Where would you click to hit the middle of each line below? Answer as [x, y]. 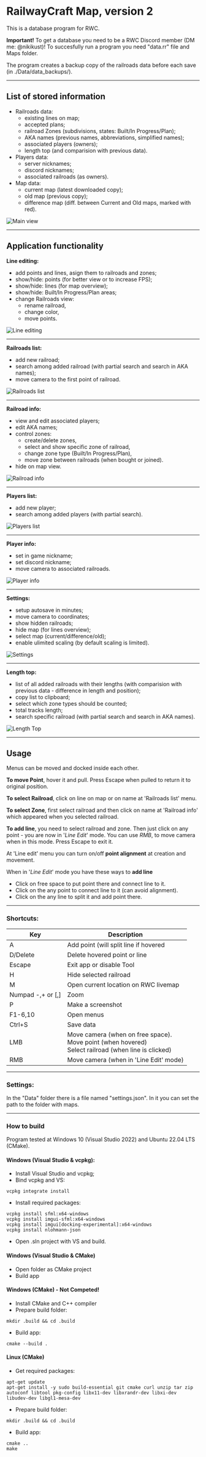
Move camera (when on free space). [120, 1034]
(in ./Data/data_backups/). [39, 71]
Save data [82, 1024]
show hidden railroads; [44, 623]
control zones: [33, 434]
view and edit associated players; [57, 421]
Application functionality [55, 246]
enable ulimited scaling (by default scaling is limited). [82, 643]
